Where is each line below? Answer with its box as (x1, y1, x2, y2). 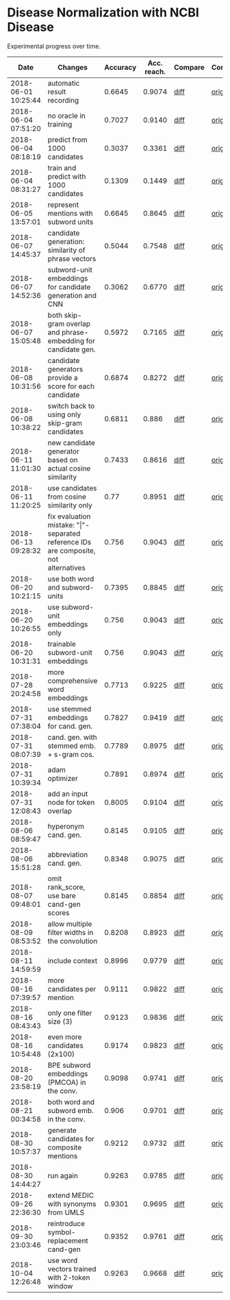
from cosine (47, 492, 87, 501)
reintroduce (47, 1218, 86, 1228)
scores (47, 908, 70, 917)
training (47, 119, 73, 129)
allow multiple (47, 919, 92, 929)
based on (47, 455, 78, 464)
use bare (47, 890, 77, 900)
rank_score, (47, 882, 86, 892)
